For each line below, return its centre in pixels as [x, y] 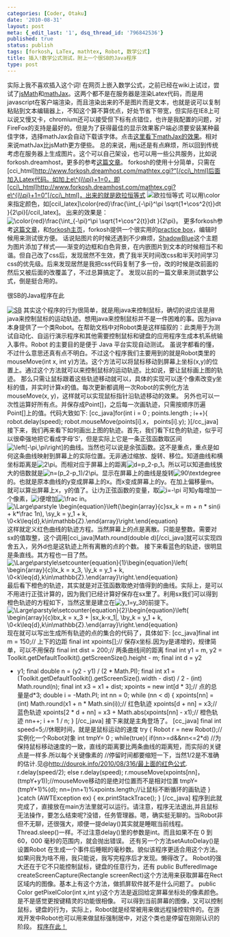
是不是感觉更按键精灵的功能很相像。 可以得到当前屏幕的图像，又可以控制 [120, 901]
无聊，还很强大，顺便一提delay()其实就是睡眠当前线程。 [108, 823]
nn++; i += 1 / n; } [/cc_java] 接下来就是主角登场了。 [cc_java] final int [123, 720]
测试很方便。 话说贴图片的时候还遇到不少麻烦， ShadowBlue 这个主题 [122, 238]
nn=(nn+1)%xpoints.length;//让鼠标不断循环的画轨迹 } [135, 789]
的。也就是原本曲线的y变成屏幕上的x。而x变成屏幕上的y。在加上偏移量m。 [112, 482]
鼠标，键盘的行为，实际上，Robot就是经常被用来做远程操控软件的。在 [115, 909]
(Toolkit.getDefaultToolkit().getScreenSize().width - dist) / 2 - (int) [110, 678]
